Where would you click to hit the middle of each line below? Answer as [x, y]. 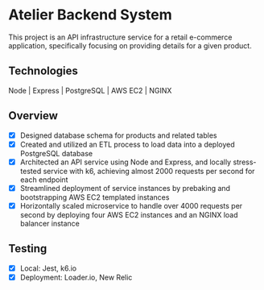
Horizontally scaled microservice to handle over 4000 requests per [131, 205]
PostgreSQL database [56, 153]
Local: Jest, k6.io [48, 268]
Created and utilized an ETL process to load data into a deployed [127, 144]
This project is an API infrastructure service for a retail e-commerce [120, 37]
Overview [33, 116]
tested [31, 171]
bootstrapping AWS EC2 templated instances [95, 197]
